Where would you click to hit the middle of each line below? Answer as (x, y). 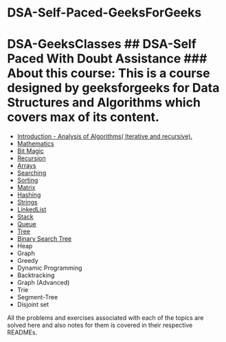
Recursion (31, 158)
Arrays (26, 166)
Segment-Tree (37, 297)
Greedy (28, 261)
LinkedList (32, 210)
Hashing (29, 195)
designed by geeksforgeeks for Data (113, 88)
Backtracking (36, 275)
